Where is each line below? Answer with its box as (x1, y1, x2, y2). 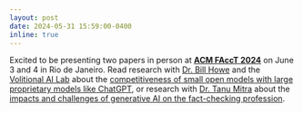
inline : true (9, 30, 59, 39)
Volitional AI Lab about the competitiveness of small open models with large (9, 74, 294, 85)
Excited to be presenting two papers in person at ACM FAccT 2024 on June (9, 55, 294, 66)
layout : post (9, 13, 59, 23)
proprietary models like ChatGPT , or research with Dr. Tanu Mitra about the (9, 83, 291, 95)
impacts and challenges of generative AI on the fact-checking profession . (9, 93, 286, 104)
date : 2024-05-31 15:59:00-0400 (9, 22, 132, 31)
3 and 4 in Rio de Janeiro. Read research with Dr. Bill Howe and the (9, 64, 261, 75)
